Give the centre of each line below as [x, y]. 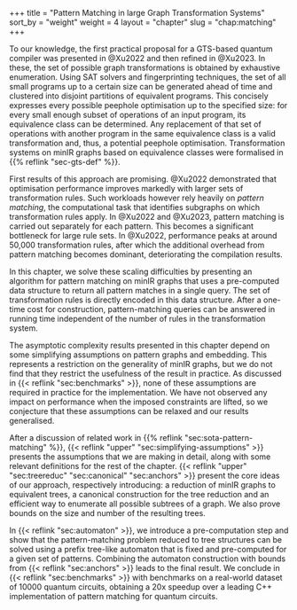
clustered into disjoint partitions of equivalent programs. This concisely [139, 96]
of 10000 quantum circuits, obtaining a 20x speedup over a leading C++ [141, 587]
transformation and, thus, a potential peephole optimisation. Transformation [147, 143]
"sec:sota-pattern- [219, 438]
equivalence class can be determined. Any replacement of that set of [135, 124]
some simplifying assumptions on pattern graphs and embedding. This [138, 355]
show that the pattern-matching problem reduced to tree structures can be [145, 540]
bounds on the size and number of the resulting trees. [107, 513]
